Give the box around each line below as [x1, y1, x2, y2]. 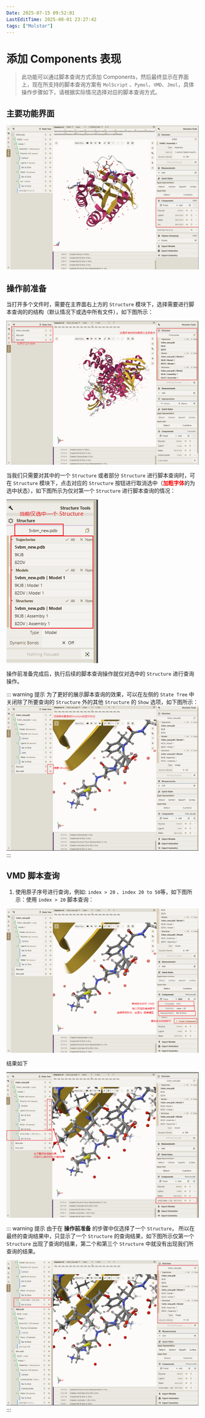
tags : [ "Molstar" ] [6, 23, 53, 29]
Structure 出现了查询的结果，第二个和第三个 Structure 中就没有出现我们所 [6, 1240, 194, 1247]
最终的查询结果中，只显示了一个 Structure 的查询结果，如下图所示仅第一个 [6, 1232, 195, 1240]
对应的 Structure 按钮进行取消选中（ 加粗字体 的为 [71, 480, 195, 487]
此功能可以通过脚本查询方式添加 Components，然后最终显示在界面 [21, 74, 189, 81]
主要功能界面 [6, 108, 55, 119]
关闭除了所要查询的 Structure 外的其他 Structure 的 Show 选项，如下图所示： [6, 698, 199, 706]
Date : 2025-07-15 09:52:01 [6, 10, 75, 16]
